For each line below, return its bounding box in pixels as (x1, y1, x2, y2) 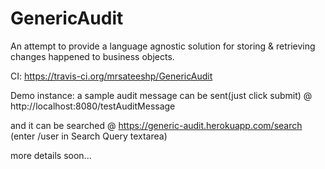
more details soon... (10, 149, 92, 161)
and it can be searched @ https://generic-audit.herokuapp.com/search (10, 119, 303, 131)
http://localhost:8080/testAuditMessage (10, 100, 176, 112)
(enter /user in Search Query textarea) (10, 130, 168, 142)
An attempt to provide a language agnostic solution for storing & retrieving (10, 40, 316, 52)
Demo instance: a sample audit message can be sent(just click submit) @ (10, 89, 313, 101)
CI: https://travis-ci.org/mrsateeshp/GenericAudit (10, 70, 213, 82)
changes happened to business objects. (10, 50, 175, 62)
